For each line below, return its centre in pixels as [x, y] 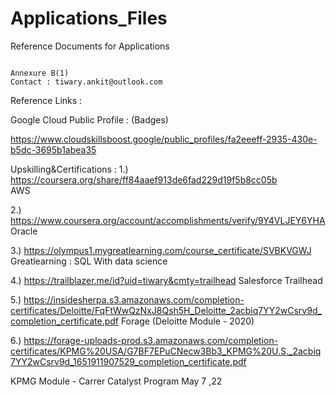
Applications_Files [89, 18]
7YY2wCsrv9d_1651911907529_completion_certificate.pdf [128, 361]
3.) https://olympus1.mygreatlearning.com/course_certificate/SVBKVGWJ [161, 250]
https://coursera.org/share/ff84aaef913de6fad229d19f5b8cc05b [144, 179]
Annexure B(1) [40, 73]
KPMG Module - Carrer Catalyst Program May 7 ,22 [116, 381]
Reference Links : [46, 100]
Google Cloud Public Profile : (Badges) [89, 119]
